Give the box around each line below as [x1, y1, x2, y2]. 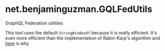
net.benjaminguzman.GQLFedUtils [5, 3, 152, 15]
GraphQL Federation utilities [5, 20, 63, 26]
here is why [5, 40, 29, 46]
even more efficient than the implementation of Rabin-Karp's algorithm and [5, 35, 160, 41]
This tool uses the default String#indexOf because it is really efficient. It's [5, 29, 157, 35]
